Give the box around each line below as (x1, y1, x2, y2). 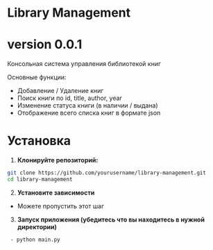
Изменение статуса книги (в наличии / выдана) (17, 101, 158, 110)
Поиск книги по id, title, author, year (17, 94, 123, 102)
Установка (7, 133, 71, 149)
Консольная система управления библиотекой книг (7, 60, 162, 68)
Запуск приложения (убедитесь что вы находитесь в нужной (17, 215, 205, 224)
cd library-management (7, 176, 73, 183)
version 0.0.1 (7, 37, 83, 53)
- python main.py (10, 236, 60, 243)
